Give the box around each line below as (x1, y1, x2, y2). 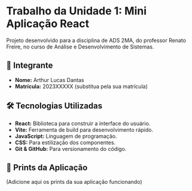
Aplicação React (6, 17, 90, 31)
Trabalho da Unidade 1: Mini (6, 4, 147, 18)
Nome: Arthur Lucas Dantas (14, 76, 84, 83)
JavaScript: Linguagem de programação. (14, 132, 117, 140)
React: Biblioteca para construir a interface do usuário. (14, 120, 151, 127)
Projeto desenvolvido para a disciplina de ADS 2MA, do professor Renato (6, 37, 187, 44)
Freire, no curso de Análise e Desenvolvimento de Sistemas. (6, 43, 154, 50)
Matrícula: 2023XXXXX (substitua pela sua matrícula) (14, 83, 148, 90)
